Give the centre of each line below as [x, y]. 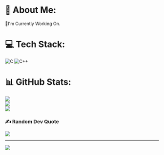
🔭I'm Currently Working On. [33, 24]
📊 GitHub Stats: [38, 82]
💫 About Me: [31, 10]
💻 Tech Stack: [35, 44]
